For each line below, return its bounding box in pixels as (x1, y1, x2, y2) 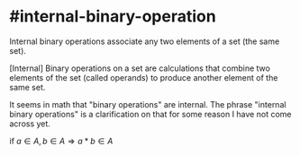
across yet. (9, 118, 51, 129)
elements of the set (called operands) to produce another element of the (9, 72, 278, 82)
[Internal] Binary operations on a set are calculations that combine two (9, 63, 270, 73)
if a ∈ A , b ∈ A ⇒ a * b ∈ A (9, 135, 114, 146)
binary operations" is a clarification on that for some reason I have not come (9, 108, 292, 119)
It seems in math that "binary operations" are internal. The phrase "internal (9, 99, 286, 109)
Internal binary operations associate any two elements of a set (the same (9, 36, 280, 47)
